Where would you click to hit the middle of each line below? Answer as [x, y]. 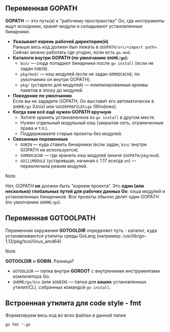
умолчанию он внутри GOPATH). [56, 79]
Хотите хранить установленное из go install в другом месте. [88, 117]
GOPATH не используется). [50, 149]
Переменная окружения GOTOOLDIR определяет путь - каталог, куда [81, 230]
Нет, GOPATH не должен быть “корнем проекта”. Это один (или [75, 186]
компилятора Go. [31, 276]
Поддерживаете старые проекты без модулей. [71, 133]
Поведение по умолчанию [42, 95]
